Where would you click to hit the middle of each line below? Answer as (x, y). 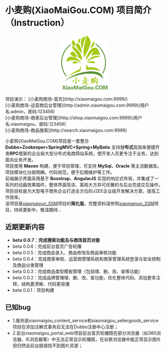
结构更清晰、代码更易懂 (45, 284)
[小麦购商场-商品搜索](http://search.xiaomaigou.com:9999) (66, 130)
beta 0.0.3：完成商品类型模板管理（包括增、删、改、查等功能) (76, 271)
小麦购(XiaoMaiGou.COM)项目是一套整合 (47, 141)
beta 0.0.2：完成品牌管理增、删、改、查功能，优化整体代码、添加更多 (84, 277)
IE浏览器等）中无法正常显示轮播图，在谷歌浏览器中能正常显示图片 (93, 339)
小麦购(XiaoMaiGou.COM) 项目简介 (78, 10)
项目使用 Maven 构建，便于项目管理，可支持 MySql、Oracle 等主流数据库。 (83, 166)
